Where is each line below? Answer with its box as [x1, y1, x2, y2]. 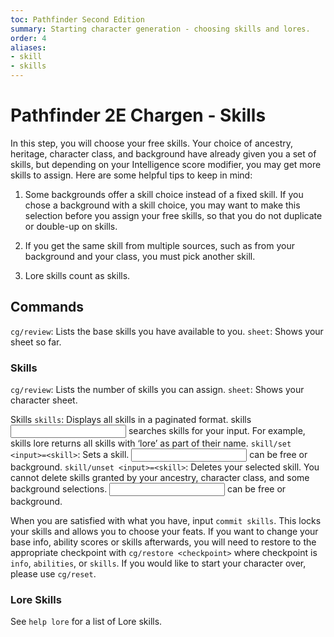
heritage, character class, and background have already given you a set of [10, 147, 317, 160]
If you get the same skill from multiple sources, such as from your [24, 239, 295, 251]
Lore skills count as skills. [24, 269, 131, 281]
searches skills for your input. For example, [128, 425, 306, 437]
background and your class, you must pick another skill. [24, 250, 256, 262]
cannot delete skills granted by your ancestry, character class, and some [10, 472, 310, 484]
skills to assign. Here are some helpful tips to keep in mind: [10, 169, 253, 181]
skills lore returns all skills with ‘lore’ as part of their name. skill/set [10, 437, 292, 450]
